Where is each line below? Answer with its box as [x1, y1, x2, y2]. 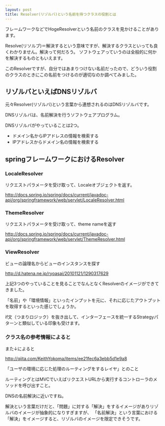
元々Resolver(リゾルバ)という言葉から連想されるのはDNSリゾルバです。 [5, 102, 152, 108]
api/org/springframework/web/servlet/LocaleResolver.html [5, 197, 124, 203]
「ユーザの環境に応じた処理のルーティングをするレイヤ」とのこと [5, 366, 139, 372]
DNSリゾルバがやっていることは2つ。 [5, 122, 82, 128]
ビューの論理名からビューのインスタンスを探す [5, 260, 100, 267]
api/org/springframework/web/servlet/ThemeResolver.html [5, 236, 125, 242]
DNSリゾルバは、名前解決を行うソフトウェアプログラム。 [5, 112, 123, 118]
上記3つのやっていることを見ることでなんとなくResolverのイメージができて [5, 280, 160, 286]
